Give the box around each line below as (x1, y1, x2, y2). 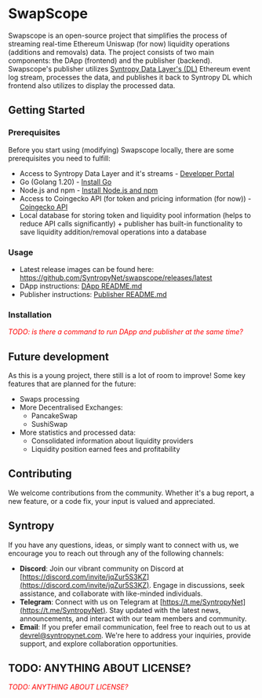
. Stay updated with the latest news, (105, 605, 221, 615)
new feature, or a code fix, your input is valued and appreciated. (8, 496, 216, 505)
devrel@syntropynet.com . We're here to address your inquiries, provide (19, 630, 251, 640)
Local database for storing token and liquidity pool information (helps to (19, 210, 251, 220)
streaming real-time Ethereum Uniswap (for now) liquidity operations (8, 39, 230, 48)
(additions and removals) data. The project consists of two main (8, 47, 214, 57)
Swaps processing (19, 395, 80, 404)
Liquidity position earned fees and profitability (31, 445, 180, 454)
